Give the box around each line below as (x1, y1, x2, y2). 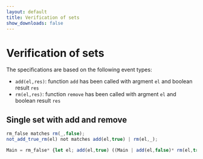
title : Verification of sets (6, 15, 80, 21)
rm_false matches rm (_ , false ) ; (6, 131, 85, 137)
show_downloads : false (6, 20, 63, 26)
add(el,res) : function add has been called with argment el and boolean (14, 78, 193, 85)
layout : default (6, 8, 47, 15)
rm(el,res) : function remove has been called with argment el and (14, 91, 176, 98)
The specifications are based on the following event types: (6, 66, 152, 73)
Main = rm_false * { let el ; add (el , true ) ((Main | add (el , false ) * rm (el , (6, 147, 193, 153)
